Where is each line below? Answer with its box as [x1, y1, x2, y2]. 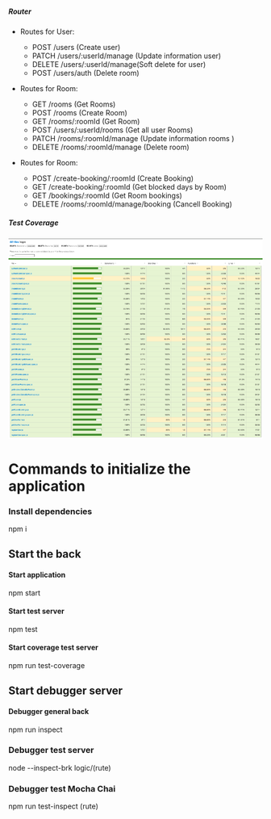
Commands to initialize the [8, 460, 191, 478]
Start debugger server [8, 684, 123, 698]
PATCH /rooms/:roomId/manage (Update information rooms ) [31, 133, 235, 143]
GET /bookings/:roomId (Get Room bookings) [31, 190, 183, 200]
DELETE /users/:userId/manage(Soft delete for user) [31, 59, 206, 69]
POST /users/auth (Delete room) [31, 68, 140, 77]
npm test [8, 624, 38, 633]
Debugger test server [8, 745, 94, 756]
